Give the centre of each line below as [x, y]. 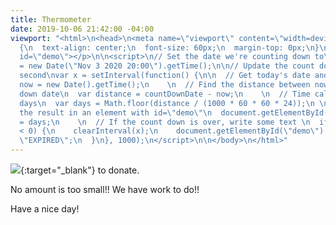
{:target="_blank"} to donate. [80, 170]
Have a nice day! [45, 209]
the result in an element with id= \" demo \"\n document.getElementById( [174, 112]
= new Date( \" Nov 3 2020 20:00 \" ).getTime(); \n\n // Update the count [167, 66]
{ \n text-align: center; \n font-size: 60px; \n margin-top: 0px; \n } [169, 47]
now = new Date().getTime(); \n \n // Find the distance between [165, 85]
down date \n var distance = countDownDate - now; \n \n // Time [165, 94]
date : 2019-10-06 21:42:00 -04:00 [82, 29]
